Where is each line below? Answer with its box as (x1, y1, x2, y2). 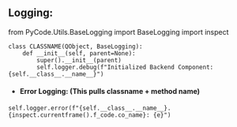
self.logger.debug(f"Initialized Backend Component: (36, 63, 214, 71)
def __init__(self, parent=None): (22, 49, 136, 58)
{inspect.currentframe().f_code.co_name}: (8, 111, 150, 119)
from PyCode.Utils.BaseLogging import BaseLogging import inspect (8, 27, 229, 36)
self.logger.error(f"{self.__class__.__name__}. (8, 104, 171, 113)
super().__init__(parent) (36, 56, 122, 64)
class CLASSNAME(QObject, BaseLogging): (8, 43, 144, 50)
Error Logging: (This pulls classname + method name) (19, 87, 200, 96)
